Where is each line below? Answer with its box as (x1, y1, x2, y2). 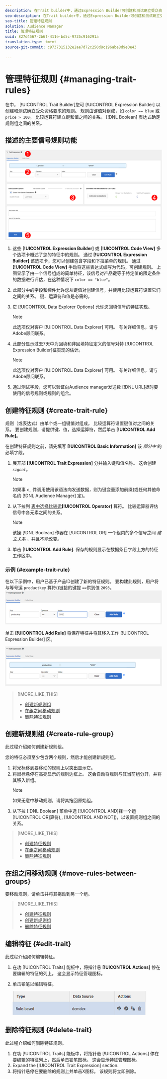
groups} (5, 877, 31, 886)
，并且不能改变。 (26, 536, 62, 542)
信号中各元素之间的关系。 (12, 509, 65, 515)
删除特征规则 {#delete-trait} (5, 1026, 92, 1034)
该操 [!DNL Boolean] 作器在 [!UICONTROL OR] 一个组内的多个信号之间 (12, 530, 156, 536)
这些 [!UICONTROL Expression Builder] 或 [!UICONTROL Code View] (12, 246, 156, 251)
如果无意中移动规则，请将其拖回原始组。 (12, 798, 95, 804)
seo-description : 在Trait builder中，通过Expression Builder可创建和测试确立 (5, 13, 161, 18)
